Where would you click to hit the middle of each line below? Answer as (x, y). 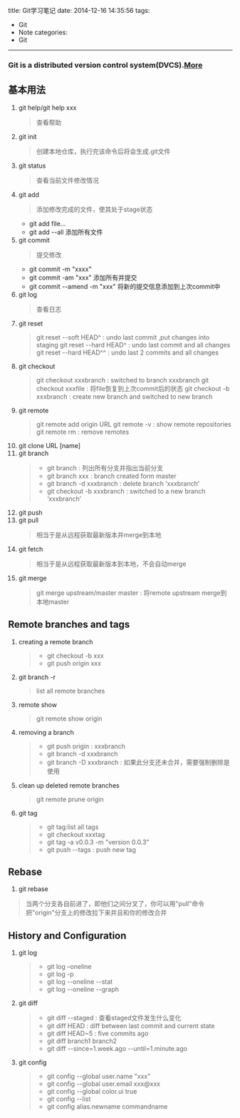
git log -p (60, 974)
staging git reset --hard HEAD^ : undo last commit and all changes (133, 345)
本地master (53, 601)
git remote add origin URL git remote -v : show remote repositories (134, 424)
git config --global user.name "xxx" (99, 1077)
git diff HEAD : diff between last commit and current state (131, 1026)
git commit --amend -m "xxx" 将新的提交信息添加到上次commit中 (125, 286)
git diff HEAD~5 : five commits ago (98, 1034)
